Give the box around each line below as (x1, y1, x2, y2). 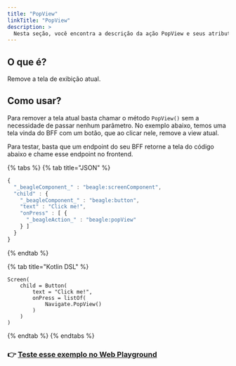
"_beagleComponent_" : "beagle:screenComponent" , (13, 184, 162, 191)
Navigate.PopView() (44, 301, 102, 308)
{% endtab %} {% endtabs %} (7, 332, 95, 340)
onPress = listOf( (32, 294, 86, 301)
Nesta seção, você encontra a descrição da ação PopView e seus (13, 30, 206, 37)
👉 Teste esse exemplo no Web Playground (7, 349, 157, 359)
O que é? (7, 56, 47, 68)
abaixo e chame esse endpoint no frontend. (7, 149, 133, 158)
